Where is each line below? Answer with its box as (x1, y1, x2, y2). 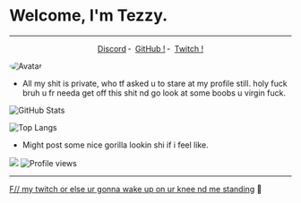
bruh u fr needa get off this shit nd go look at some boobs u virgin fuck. (21, 87, 287, 98)
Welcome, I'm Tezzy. (9, 5, 168, 26)
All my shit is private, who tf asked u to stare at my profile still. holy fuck (21, 78, 288, 89)
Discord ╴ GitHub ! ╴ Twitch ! (97, 43, 204, 54)
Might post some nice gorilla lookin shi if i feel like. (21, 140, 209, 150)
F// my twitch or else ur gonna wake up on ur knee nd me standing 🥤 (9, 183, 262, 194)
